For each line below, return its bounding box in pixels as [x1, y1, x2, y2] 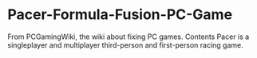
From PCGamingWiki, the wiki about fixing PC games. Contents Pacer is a [7, 32, 250, 41]
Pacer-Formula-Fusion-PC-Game [7, 6, 233, 24]
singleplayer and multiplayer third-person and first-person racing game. [7, 40, 244, 49]
